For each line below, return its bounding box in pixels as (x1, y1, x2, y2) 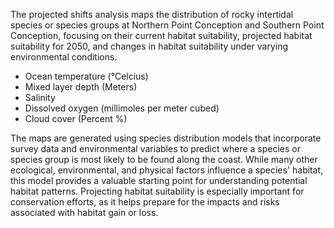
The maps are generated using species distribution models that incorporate (10, 132, 322, 144)
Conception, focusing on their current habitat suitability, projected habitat (10, 30, 313, 41)
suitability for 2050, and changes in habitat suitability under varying (10, 40, 289, 52)
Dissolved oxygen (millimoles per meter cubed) (24, 102, 220, 114)
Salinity (24, 92, 56, 103)
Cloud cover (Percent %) (24, 113, 128, 124)
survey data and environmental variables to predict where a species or (10, 143, 301, 154)
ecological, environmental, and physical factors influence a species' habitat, (10, 164, 324, 176)
